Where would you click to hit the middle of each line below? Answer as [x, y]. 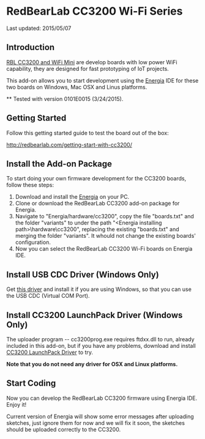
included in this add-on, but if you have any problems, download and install [101, 346]
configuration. [33, 242]
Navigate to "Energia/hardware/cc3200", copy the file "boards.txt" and [105, 216]
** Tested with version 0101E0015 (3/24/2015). [65, 98]
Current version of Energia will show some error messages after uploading [100, 416]
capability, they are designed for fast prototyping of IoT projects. [88, 68]
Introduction [31, 47]
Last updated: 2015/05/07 [39, 28]
